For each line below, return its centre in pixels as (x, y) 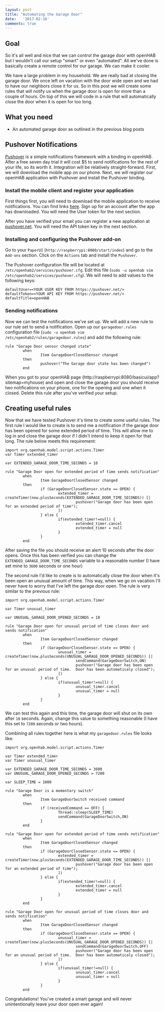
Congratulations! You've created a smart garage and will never (68, 999)
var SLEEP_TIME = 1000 (28, 782)
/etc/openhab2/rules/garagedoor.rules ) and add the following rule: (73, 337)
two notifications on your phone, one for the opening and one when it (76, 387)
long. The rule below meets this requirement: (50, 441)
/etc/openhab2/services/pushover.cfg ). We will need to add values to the (79, 275)
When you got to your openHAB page (43, 377)
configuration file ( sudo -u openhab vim (45, 332)
